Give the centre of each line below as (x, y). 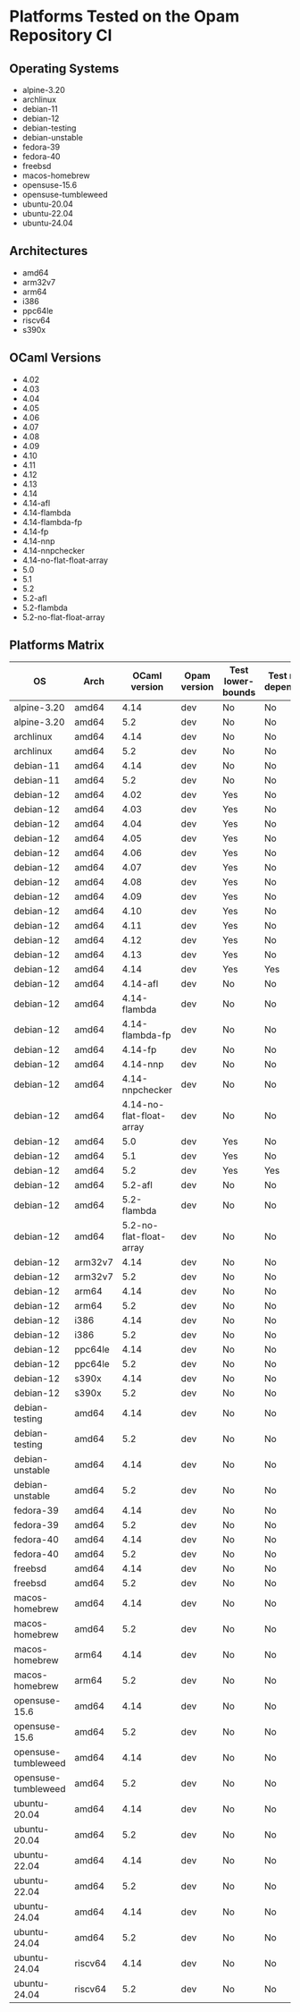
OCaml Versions (55, 358)
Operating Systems (64, 68)
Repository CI (61, 35)
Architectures (49, 251)
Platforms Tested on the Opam (124, 17)
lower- (239, 682)
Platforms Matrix (57, 645)
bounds (239, 692)
